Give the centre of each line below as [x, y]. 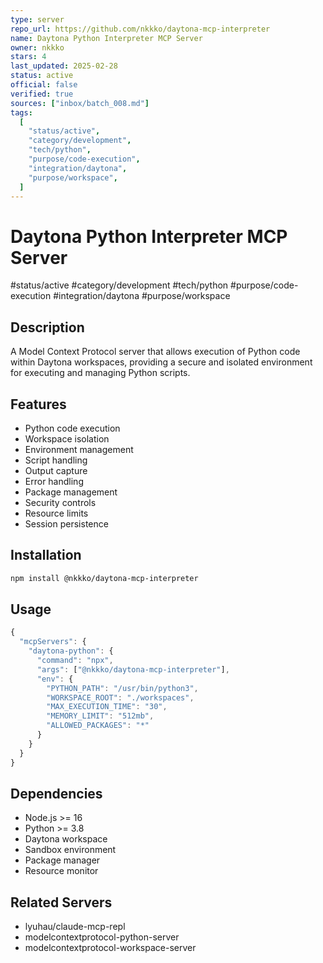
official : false [44, 85]
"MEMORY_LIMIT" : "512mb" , [100, 716]
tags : [21, 112]
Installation [46, 555]
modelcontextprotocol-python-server [102, 937]
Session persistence [66, 523]
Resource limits [56, 513]
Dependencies [56, 793]
